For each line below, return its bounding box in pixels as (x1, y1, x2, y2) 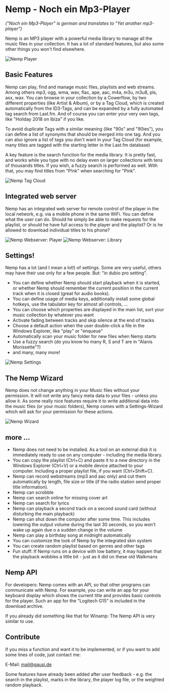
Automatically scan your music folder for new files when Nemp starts (12, 333, 156, 339)
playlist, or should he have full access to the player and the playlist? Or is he (5, 221, 163, 227)
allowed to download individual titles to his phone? (5, 227, 110, 233)
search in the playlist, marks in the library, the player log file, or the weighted (5, 676, 164, 682)
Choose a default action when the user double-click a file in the (12, 323, 145, 329)
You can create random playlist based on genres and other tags (12, 543, 145, 549)
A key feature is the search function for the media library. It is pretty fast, (5, 151, 156, 157)
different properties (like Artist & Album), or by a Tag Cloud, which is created (5, 100, 164, 106)
